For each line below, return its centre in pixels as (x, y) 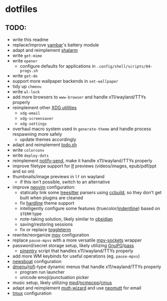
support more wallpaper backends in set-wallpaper (65, 81)
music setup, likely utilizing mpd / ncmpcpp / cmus (62, 283)
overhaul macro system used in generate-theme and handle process (82, 129)
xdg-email (30, 113)
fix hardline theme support (47, 203)
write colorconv (28, 150)
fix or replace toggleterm (45, 230)
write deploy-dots (30, 155)
